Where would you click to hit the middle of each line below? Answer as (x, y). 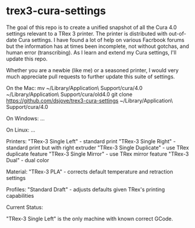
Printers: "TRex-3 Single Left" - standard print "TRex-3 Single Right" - (91, 141)
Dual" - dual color (27, 160)
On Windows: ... (26, 118)
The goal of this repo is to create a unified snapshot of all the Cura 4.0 (92, 27)
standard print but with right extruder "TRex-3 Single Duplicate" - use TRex (97, 147)
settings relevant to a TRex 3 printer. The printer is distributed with (87, 33)
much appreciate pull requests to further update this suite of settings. (91, 76)
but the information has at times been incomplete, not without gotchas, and (97, 46)
